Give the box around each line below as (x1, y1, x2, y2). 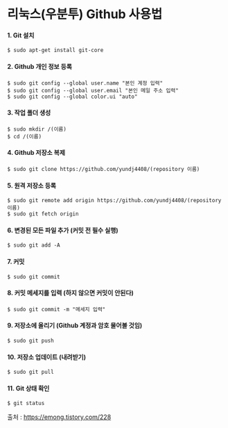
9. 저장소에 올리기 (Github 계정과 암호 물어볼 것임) (7, 321, 143, 330)
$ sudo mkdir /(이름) (7, 126, 67, 133)
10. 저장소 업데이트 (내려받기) (7, 352, 87, 361)
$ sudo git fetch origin (7, 211, 79, 217)
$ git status (7, 400, 45, 407)
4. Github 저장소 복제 (7, 149, 66, 157)
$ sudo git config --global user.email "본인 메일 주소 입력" (7, 87, 179, 94)
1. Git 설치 (7, 31, 35, 39)
